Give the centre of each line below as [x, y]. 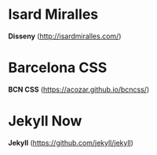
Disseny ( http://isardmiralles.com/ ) [65, 36]
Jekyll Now [45, 121]
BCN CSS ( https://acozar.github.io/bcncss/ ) [79, 89]
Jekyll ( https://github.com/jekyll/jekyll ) [71, 142]
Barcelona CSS [58, 68]
